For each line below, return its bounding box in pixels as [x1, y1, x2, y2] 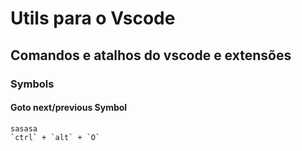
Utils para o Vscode [10, 7, 176, 30]
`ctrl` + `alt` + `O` [10, 132, 101, 142]
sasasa [10, 123, 38, 134]
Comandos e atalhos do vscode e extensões [10, 47, 292, 64]
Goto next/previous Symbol [10, 102, 128, 114]
